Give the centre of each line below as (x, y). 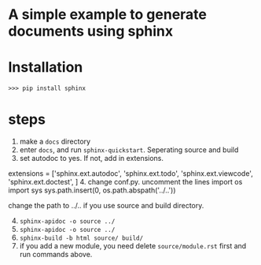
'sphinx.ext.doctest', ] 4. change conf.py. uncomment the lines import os (125, 182)
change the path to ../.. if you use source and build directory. (106, 206)
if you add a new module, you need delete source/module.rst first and (133, 246)
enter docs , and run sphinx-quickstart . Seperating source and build (129, 150)
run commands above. (56, 255)
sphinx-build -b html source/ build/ (81, 238)
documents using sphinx (91, 31)
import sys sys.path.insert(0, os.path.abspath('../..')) (92, 190)
